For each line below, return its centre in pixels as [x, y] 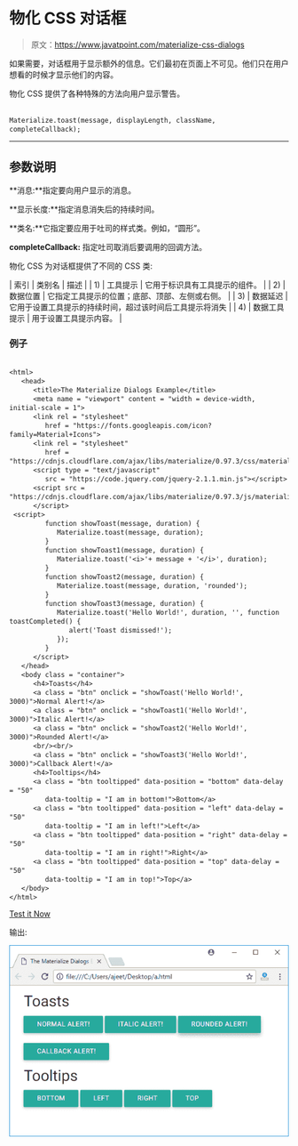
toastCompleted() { [45, 622]
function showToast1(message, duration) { [124, 551]
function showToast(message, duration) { [122, 524]
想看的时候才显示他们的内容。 [63, 74]
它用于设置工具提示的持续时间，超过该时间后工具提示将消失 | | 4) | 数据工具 [147, 307]
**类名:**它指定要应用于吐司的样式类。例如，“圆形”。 [107, 228]
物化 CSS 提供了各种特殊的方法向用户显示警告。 [97, 93]
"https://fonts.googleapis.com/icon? [142, 426]
